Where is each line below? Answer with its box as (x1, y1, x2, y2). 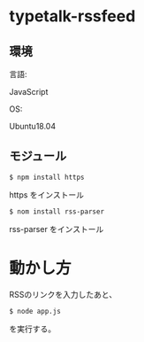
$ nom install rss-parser (9, 206, 104, 216)
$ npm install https (9, 173, 86, 182)
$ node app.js (9, 307, 62, 315)
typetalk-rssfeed (9, 6, 136, 27)
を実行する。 (9, 323, 56, 334)
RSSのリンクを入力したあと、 (9, 289, 117, 299)
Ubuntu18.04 (9, 121, 56, 131)
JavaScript (9, 87, 49, 97)
